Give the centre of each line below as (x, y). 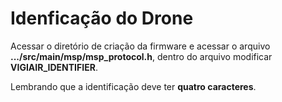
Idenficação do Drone (102, 18)
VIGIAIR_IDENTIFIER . (54, 67)
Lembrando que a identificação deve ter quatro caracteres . (133, 86)
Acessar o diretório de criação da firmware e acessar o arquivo (140, 46)
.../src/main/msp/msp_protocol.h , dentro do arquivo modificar (141, 56)
